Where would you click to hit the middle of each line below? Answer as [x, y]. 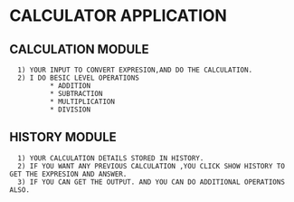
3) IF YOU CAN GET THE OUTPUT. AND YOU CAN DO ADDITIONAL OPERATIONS [151, 182]
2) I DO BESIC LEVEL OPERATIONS [79, 78]
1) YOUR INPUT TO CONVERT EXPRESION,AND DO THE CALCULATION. [135, 70]
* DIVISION [70, 110]
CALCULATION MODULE [79, 49]
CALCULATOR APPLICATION [119, 16]
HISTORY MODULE [63, 137]
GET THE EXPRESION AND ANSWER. [68, 174]
